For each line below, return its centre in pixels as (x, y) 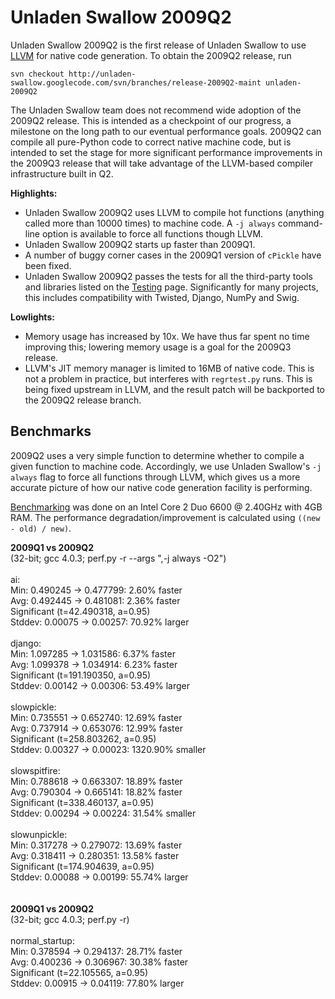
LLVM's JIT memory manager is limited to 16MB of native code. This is (169, 368)
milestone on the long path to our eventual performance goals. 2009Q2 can (166, 131)
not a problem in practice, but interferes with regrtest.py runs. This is (168, 378)
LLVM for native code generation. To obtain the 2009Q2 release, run (151, 55)
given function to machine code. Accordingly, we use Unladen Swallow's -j (166, 466)
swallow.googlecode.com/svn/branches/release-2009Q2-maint (136, 82)
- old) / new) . (41, 528)
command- (300, 223)
